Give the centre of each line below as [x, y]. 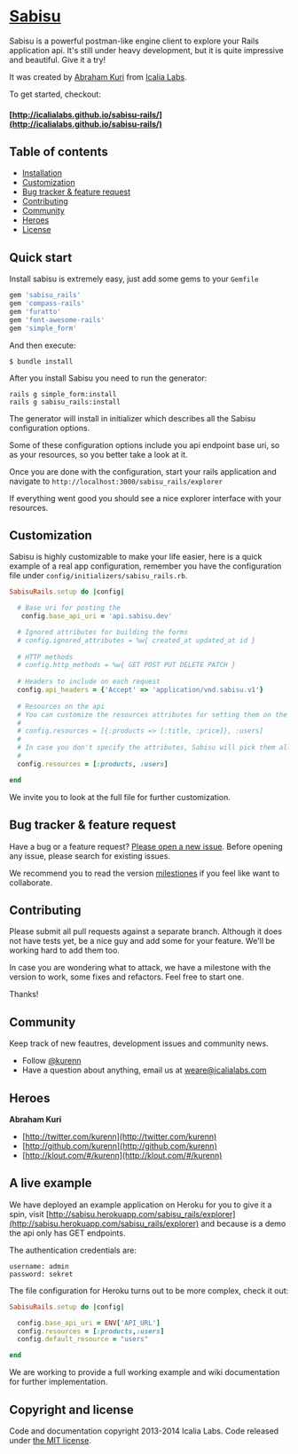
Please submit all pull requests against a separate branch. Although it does [145, 931]
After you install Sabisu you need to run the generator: [108, 378]
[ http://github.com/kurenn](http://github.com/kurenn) [119, 1145]
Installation [42, 173]
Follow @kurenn [51, 1061]
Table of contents [59, 151]
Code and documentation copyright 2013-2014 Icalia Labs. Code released [144, 1431]
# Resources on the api [61, 706]
